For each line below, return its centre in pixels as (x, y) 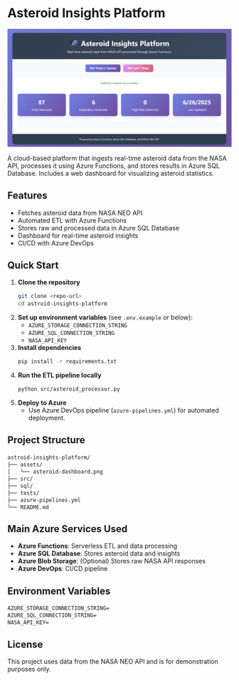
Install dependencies (49, 348)
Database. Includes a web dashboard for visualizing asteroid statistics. (111, 173)
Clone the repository (49, 282)
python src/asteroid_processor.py (69, 389)
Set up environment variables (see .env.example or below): (105, 317)
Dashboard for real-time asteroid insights (78, 235)
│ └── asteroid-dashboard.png (55, 472)
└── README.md (28, 507)
